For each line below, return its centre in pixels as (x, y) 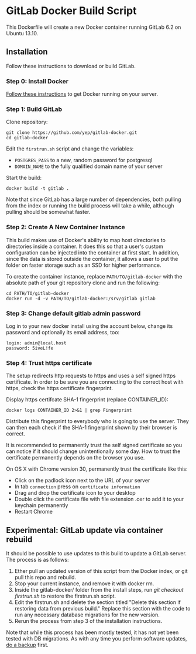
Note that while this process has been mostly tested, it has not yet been (92, 632)
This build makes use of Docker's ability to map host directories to (86, 240)
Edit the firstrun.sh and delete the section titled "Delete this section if (98, 602)
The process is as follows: (37, 560)
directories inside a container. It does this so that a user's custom (85, 246)
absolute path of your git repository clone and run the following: (83, 283)
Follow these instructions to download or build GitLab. (71, 66)
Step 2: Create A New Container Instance (66, 227)
